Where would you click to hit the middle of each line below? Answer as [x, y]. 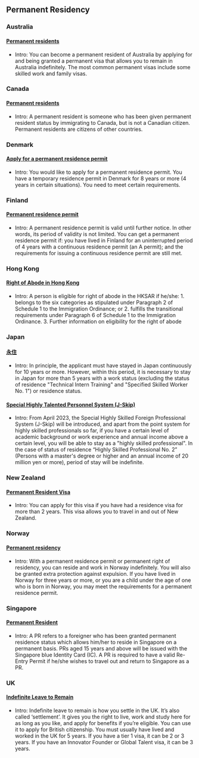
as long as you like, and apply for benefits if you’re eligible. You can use [103, 723]
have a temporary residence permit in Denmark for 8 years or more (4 [100, 178]
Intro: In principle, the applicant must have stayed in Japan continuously [103, 366]
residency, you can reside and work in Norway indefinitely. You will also [102, 567]
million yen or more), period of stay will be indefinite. [79, 462]
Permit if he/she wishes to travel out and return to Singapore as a [109, 661]
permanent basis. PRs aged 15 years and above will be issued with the [101, 648]
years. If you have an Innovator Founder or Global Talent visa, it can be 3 [104, 742]
